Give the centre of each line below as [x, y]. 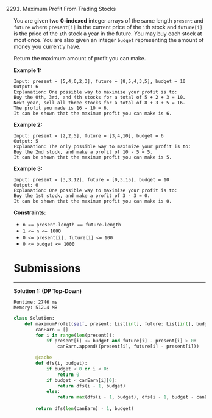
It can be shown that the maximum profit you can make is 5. [93, 157]
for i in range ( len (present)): [75, 335]
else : [53, 392]
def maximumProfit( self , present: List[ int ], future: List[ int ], [109, 324]
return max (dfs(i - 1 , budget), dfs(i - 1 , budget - [125, 397]
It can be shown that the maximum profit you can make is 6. [93, 114]
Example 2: [28, 125]
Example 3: [28, 168]
